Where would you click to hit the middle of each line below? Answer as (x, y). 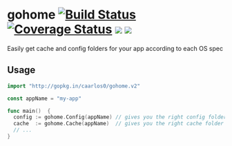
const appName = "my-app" (44, 98)
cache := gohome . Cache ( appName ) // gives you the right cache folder (119, 124)
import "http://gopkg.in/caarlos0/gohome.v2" (74, 86)
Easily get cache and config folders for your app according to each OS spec (115, 48)
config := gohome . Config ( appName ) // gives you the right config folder (120, 117)
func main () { (29, 111)
